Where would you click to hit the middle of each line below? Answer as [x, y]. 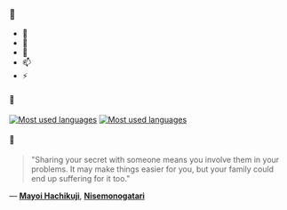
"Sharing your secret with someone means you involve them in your [155, 159]
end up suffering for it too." [80, 178]
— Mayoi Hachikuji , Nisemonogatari [77, 196]
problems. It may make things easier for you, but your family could [152, 169]
